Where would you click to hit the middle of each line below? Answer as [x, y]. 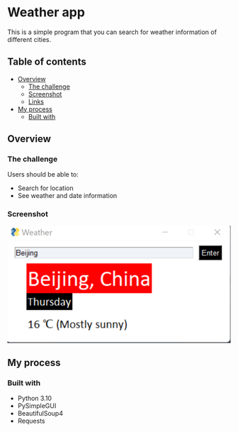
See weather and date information [67, 196]
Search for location [45, 188]
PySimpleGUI [37, 406]
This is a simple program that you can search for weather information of [112, 32]
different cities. [29, 39]
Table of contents [47, 62]
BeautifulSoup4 [40, 414]
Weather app [46, 12]
